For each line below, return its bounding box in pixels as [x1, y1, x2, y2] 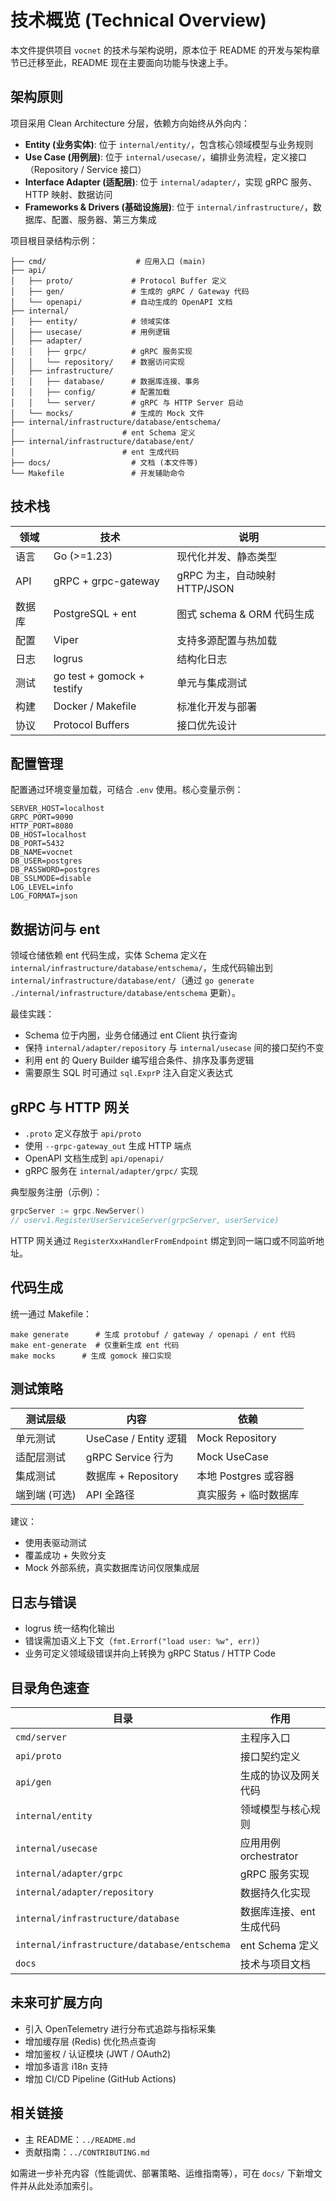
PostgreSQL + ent [53, 606, 137, 620]
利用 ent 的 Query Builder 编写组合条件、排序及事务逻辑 [24, 1054, 255, 1066]
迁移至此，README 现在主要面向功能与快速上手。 [27, 56, 234, 68]
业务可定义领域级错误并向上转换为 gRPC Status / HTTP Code [24, 1647, 276, 1660]
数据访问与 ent [10, 921, 101, 938]
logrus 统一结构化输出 [24, 1622, 116, 1635]
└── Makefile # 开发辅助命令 [10, 468, 185, 478]
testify [53, 681, 83, 695]
